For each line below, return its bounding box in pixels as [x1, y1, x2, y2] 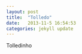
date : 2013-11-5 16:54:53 [6, 20, 77, 26]
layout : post [6, 8, 39, 15]
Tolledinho [6, 42, 32, 49]
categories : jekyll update [6, 25, 74, 32]
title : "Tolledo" [6, 14, 52, 20]
